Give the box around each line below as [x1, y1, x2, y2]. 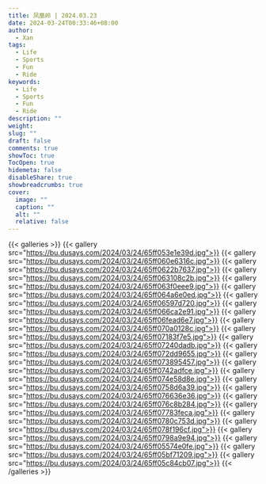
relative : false [15, 218, 69, 226]
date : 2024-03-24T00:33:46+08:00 [8, 19, 119, 27]
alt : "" [15, 211, 41, 219]
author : [8, 26, 34, 34]
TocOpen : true [8, 159, 55, 167]
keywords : [8, 78, 41, 86]
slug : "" [8, 129, 37, 137]
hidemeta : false [8, 166, 62, 174]
